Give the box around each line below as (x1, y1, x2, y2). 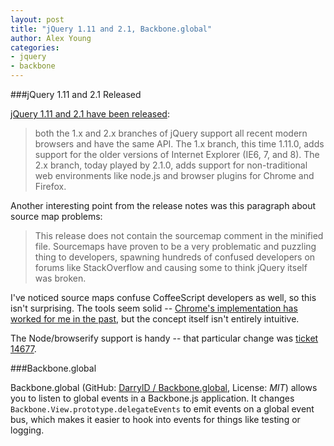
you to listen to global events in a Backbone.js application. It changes (10, 392, 295, 404)
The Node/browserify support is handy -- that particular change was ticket (10, 332, 319, 344)
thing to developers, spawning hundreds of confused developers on (34, 251, 316, 263)
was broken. (34, 272, 87, 284)
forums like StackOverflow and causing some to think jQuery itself (34, 262, 308, 273)
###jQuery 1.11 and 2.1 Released (10, 89, 142, 100)
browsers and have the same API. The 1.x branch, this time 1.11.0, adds (34, 138, 325, 150)
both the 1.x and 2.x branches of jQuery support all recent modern (34, 127, 308, 139)
